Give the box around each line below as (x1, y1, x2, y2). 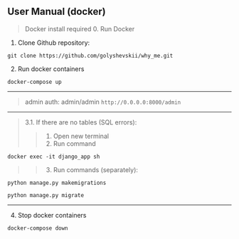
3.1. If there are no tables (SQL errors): (24, 117, 137, 127)
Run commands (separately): (53, 165, 139, 174)
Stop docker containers (17, 211, 87, 219)
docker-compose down (7, 224, 69, 232)
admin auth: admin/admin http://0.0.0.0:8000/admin (24, 97, 181, 106)
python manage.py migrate (7, 191, 84, 198)
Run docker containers (17, 64, 85, 73)
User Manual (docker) (7, 6, 106, 18)
